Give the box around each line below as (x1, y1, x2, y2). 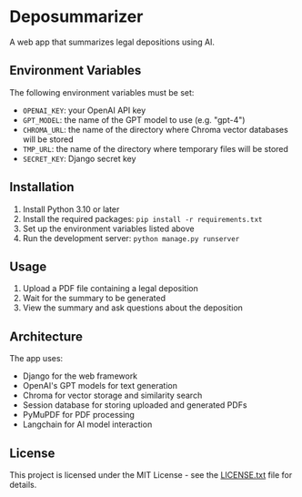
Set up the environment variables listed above (22, 223, 195, 234)
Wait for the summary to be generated (22, 293, 166, 304)
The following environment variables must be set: (9, 86, 195, 97)
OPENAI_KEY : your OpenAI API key (22, 105, 146, 116)
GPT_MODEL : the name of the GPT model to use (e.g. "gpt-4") (22, 114, 246, 125)
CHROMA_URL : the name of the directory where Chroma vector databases (22, 124, 288, 135)
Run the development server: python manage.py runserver (22, 232, 240, 243)
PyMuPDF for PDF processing (22, 410, 135, 421)
